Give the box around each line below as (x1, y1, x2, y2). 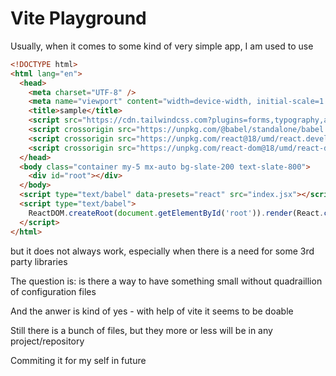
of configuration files (10, 285, 97, 297)
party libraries (10, 255, 68, 267)
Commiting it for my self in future (10, 354, 147, 366)
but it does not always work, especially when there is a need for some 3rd (10, 245, 315, 257)
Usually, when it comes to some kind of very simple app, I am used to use (10, 40, 314, 52)
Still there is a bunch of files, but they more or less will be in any (10, 324, 273, 336)
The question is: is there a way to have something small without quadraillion (10, 275, 323, 287)
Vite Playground (10, 7, 147, 30)
